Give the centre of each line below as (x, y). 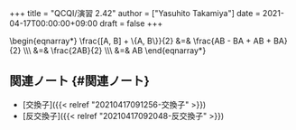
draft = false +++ (131, 23)
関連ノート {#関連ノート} (80, 81)
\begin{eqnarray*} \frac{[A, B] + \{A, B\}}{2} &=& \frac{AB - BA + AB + (141, 41)
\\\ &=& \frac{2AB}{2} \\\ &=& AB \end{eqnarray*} (115, 51)
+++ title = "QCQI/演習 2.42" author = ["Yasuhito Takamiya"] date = (135, 13)
